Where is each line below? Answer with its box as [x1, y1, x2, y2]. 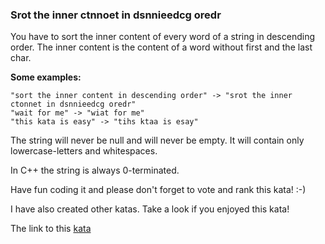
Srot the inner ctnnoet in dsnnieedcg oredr [10, 8, 222, 22]
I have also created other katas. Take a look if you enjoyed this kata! [10, 203, 290, 215]
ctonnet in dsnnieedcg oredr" [10, 99, 137, 110]
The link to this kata [10, 223, 92, 235]
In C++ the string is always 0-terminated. [10, 164, 180, 177]
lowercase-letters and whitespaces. [10, 145, 158, 157]
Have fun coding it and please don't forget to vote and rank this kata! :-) [10, 184, 307, 196]
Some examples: [10, 71, 82, 83]
